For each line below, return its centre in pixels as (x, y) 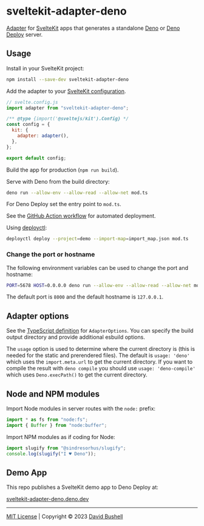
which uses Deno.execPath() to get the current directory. (77, 375)
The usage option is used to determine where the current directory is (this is (101, 349)
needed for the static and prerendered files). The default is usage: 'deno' (98, 355)
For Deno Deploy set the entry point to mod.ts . (64, 204)
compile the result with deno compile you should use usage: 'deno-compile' (101, 369)
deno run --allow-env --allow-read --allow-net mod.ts (77, 193)
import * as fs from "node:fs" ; (47, 420)
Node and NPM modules (53, 394)
